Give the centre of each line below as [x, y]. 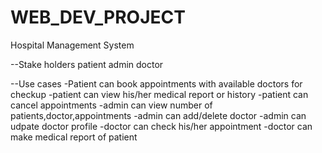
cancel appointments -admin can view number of [111, 105]
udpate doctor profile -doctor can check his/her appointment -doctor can [161, 126]
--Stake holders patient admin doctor [87, 64]
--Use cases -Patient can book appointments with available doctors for [156, 83]
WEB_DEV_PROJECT [98, 17]
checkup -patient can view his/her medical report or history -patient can [159, 94]
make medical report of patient [74, 137]
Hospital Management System [72, 45]
